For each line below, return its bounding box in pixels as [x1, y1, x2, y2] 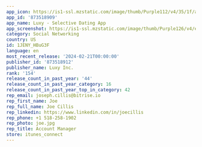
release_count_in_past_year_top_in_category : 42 [6, 87, 130, 93]
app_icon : [6, 8, 31, 15]
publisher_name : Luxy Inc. [6, 64, 74, 71]
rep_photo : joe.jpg [6, 121, 55, 127]
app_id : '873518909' [6, 14, 58, 20]
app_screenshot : [6, 25, 47, 32]
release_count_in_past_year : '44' [6, 76, 93, 82]
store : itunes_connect [6, 131, 63, 138]
